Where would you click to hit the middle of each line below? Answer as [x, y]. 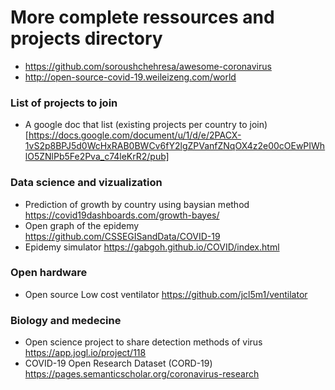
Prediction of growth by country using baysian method [137, 204]
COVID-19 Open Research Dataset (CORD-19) [118, 363]
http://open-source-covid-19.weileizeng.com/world [130, 77]
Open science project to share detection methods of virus [143, 342]
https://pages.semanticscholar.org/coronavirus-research [142, 374]
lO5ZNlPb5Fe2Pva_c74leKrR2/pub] [97, 157]
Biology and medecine [66, 320]
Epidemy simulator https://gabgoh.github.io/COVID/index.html [152, 247]
